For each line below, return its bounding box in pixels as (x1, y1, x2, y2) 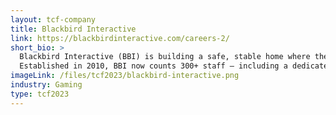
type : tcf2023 (10, 89, 70, 99)
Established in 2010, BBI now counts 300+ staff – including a (19, 61, 288, 71)
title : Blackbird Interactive (10, 24, 137, 34)
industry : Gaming (10, 80, 83, 90)
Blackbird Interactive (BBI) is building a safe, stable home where (19, 52, 311, 62)
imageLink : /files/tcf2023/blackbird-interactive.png (10, 71, 240, 81)
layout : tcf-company (10, 14, 97, 25)
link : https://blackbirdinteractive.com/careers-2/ (10, 33, 230, 43)
